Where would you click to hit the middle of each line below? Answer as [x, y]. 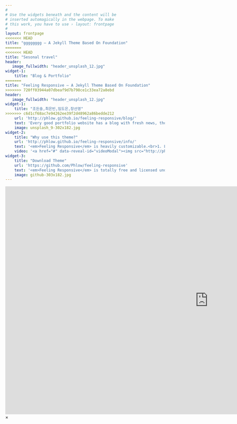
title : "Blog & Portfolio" [43, 76]
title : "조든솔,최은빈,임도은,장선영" [49, 109]
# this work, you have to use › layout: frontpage [60, 24]
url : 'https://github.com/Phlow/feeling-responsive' [71, 165]
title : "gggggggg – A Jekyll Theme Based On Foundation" [67, 43]
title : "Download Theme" [41, 161]
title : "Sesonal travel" [31, 57]
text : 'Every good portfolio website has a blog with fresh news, [86, 123]
